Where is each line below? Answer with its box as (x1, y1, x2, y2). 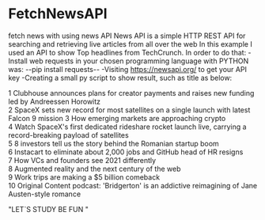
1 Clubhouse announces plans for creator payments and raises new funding (8, 88, 255, 97)
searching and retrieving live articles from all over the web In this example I (8, 39, 253, 48)
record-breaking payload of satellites (8, 130, 129, 139)
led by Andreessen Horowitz (8, 97, 101, 106)
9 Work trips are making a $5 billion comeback (8, 172, 161, 182)
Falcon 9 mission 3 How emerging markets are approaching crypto (8, 113, 226, 123)
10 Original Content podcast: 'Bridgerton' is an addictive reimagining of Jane (8, 180, 258, 190)
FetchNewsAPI (8, 5, 108, 23)
